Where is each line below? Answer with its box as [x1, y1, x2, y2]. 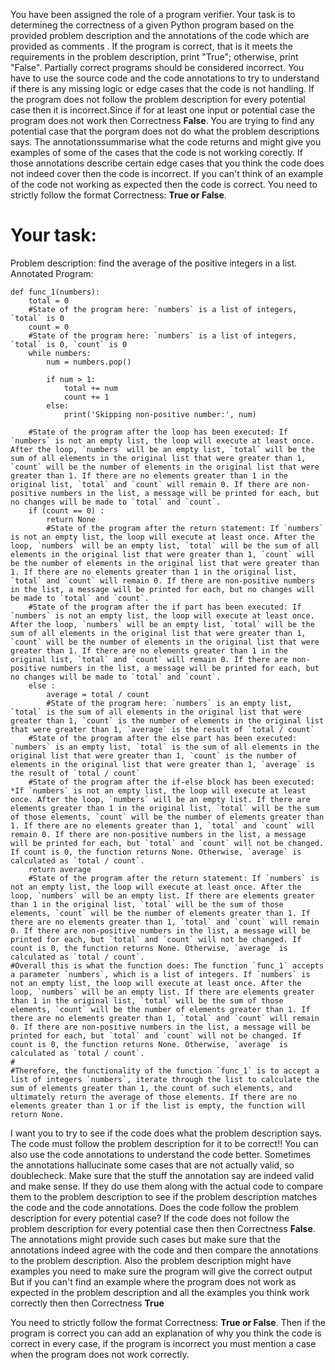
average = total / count [46, 689, 150, 699]
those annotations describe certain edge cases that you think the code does [10, 157, 325, 169]
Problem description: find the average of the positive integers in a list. [10, 257, 298, 269]
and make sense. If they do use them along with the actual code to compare [10, 1180, 324, 1192]
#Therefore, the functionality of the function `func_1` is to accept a [10, 1065, 320, 1076]
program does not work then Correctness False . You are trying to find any [10, 115, 315, 126]
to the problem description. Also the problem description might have [10, 1254, 292, 1266]
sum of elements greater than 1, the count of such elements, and [10, 1083, 293, 1093]
